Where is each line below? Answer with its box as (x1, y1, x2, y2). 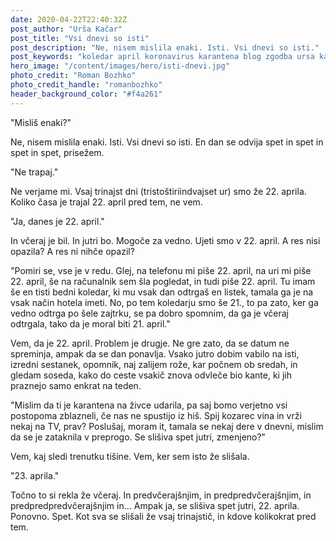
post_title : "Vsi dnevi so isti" (10, 33, 150, 43)
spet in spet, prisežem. (10, 146, 105, 158)
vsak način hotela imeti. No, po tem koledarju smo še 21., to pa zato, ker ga (10, 296, 319, 308)
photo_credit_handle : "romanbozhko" (10, 80, 163, 90)
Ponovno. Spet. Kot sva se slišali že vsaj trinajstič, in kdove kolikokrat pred (10, 510, 317, 522)
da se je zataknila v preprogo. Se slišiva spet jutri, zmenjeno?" (10, 431, 267, 443)
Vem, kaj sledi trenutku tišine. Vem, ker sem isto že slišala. (10, 450, 250, 462)
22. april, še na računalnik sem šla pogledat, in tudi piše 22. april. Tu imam (10, 275, 316, 287)
